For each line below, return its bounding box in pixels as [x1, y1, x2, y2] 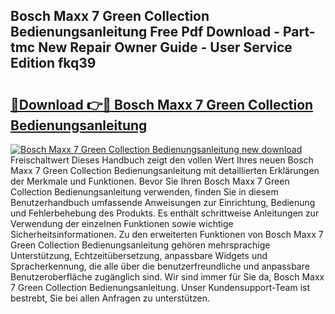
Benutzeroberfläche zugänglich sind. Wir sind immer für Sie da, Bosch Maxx [10, 271, 325, 283]
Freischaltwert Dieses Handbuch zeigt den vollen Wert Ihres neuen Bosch [10, 154, 314, 166]
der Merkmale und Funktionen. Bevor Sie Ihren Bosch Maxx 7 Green [10, 175, 290, 187]
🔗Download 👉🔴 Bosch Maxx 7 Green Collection [10, 96, 314, 113]
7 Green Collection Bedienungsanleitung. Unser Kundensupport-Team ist [10, 282, 311, 293]
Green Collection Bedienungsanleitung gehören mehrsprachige [10, 239, 271, 251]
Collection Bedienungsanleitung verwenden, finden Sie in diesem [10, 186, 279, 198]
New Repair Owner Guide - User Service [38, 39, 293, 56]
